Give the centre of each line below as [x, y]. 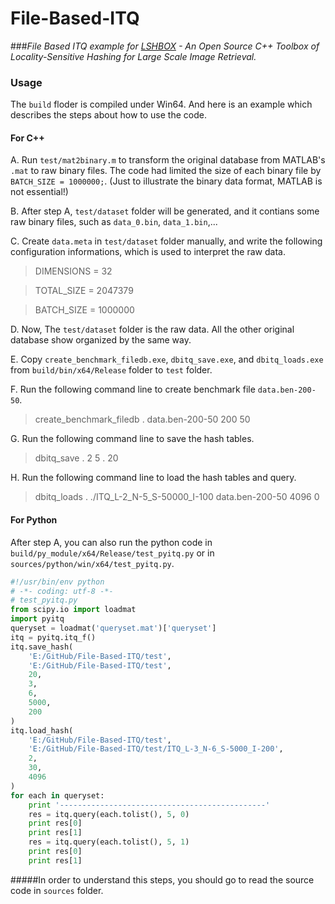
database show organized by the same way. [101, 340]
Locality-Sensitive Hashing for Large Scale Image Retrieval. [133, 56]
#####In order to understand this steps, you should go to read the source [162, 879]
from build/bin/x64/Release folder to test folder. [111, 370]
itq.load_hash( [42, 730]
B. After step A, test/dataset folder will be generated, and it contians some [165, 211]
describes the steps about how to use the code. [108, 115]
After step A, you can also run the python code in [111, 542]
